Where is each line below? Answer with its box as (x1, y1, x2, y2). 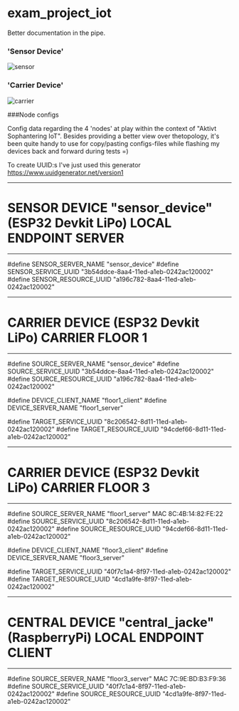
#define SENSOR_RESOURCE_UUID (7, 275, 112, 284)
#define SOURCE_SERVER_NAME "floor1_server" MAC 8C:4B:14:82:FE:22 (7, 510, 223, 518)
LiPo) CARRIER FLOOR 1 (7, 330, 148, 346)
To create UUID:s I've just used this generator (7, 160, 141, 169)
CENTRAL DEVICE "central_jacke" (7, 614, 215, 631)
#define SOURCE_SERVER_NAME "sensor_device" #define (7, 359, 180, 368)
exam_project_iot (7, 5, 112, 21)
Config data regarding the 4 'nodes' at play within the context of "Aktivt (7, 124, 217, 132)
